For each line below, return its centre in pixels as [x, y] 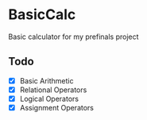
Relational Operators [53, 90]
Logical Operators [49, 99]
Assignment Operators [56, 107]
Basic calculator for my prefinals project [73, 37]
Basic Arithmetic [46, 80]
